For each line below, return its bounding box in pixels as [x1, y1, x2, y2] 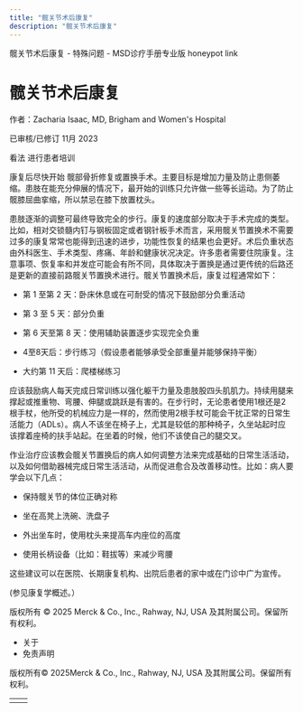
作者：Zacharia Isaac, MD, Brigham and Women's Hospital [9, 114, 226, 125]
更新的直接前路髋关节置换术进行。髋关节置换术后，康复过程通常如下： [16, 270, 278, 281]
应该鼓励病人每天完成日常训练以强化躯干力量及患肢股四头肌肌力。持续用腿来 [9, 385, 294, 396]
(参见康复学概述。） [9, 587, 80, 598]
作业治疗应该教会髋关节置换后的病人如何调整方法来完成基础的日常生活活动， [9, 449, 294, 461]
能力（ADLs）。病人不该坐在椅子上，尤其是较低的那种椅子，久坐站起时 [16, 419, 279, 430]
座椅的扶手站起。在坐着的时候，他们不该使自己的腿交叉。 [32, 430, 246, 441]
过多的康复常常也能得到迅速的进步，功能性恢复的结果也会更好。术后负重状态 [9, 236, 294, 247]
